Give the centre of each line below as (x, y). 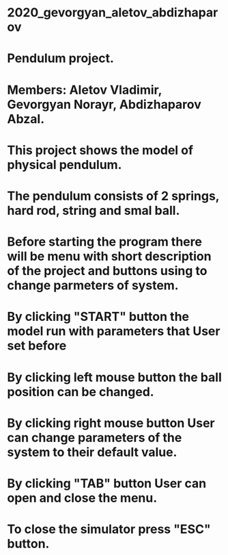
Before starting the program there (105, 242)
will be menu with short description (109, 256)
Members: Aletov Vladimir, (85, 90)
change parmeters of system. (93, 286)
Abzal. (26, 119)
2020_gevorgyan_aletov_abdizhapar (113, 13)
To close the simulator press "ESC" (109, 529)
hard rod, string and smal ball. (94, 210)
